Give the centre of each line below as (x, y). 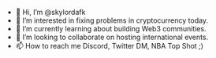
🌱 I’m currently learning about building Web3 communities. (111, 29)
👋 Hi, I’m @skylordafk (50, 12)
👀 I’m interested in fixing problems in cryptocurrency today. (112, 20)
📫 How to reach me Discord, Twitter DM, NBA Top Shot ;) (109, 46)
